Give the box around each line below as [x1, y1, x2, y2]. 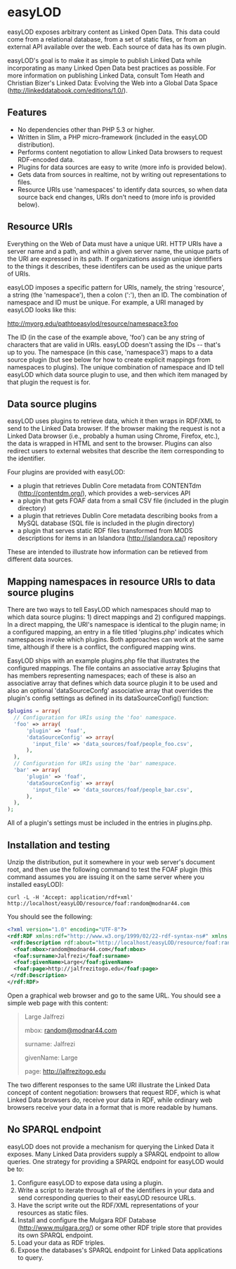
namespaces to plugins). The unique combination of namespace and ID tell [7, 362, 225, 371]
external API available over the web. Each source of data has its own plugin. [7, 42, 227, 51]
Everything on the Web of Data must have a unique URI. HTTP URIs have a [7, 239, 223, 247]
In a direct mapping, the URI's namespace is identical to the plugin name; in [7, 620, 226, 629]
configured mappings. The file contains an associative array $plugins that [7, 664, 221, 673]
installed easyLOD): [7, 881, 64, 888]
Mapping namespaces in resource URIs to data [7, 575, 216, 587]
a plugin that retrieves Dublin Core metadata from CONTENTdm [17, 482, 202, 490]
